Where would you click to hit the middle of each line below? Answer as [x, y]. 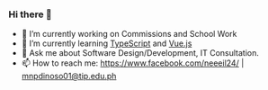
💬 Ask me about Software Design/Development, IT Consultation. [140, 53]
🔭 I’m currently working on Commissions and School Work [129, 34]
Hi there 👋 [31, 14]
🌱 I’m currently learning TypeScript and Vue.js [107, 43]
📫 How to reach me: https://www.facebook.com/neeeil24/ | [133, 63]
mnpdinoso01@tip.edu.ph [69, 76]
